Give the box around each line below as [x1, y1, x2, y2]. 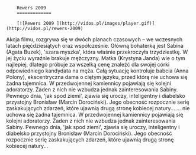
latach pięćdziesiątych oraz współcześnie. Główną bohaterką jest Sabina [6, 42, 184, 49]
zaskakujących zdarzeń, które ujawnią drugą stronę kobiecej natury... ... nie [6, 105, 190, 111]
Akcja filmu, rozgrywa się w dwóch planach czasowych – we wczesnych [6, 36, 182, 43]
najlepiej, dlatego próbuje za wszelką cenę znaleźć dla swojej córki [6, 61, 170, 68]
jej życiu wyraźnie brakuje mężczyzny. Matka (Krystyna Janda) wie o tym [6, 55, 185, 61]
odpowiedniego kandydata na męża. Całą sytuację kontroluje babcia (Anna [6, 67, 189, 74]
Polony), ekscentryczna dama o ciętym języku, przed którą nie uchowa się [6, 74, 188, 80]
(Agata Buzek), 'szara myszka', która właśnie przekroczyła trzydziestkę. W [6, 48, 188, 55]
